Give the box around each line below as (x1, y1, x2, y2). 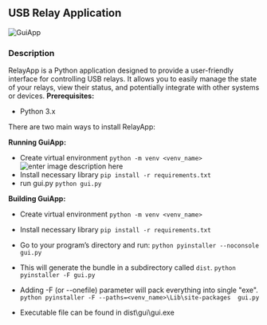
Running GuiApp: (8, 137, 66, 147)
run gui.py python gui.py (19, 179, 102, 188)
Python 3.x (19, 107, 56, 117)
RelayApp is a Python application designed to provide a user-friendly (8, 65, 234, 75)
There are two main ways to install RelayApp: (8, 122, 155, 132)
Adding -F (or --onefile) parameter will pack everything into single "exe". (19, 285, 259, 295)
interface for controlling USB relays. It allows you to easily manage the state (8, 74, 257, 84)
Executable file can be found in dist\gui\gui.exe (19, 307, 175, 318)
